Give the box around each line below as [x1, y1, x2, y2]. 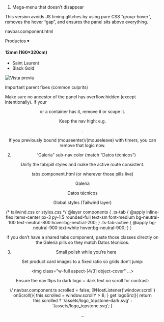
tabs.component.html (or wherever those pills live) [31, 171, 134, 177]
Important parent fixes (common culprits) [5, 85, 88, 90]
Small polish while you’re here [55, 249, 117, 255]
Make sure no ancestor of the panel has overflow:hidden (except [5, 94, 136, 100]
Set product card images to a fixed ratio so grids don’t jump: [22, 259, 143, 264]
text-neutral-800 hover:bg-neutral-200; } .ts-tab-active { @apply [17, 220, 148, 226]
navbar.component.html [5, 29, 54, 34]
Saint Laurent [12, 60, 39, 66]
